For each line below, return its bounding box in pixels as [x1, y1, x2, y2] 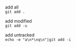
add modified [5, 18, 32, 24]
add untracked [5, 32, 35, 38]
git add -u [5, 23, 27, 28]
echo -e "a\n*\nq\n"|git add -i [5, 37, 71, 42]
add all [5, 4, 19, 10]
